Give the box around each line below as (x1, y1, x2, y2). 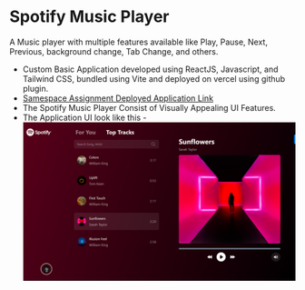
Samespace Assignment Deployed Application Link (22, 93, 214, 104)
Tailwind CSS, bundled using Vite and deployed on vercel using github (22, 73, 286, 84)
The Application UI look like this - (22, 112, 147, 123)
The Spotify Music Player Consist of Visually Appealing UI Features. (22, 102, 277, 113)
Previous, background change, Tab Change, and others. (9, 45, 219, 56)
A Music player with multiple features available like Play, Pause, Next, (9, 36, 268, 47)
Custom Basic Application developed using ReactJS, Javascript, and (22, 64, 279, 75)
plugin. (22, 83, 49, 94)
